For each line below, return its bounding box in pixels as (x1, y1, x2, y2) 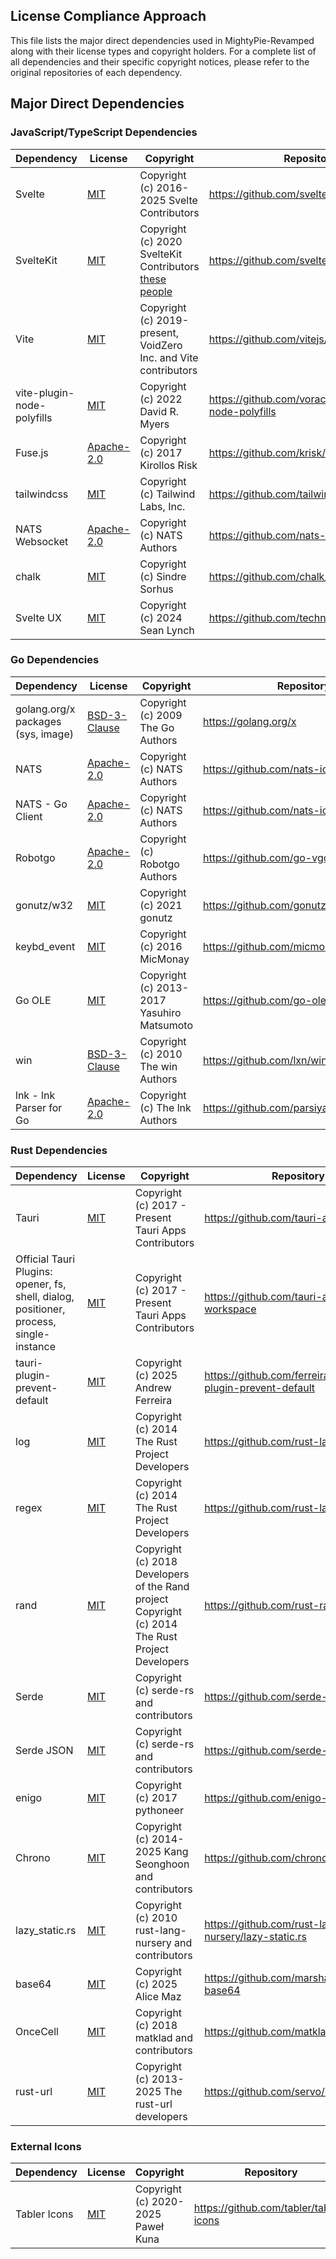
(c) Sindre (139, 569, 187, 583)
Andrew (134, 1381, 172, 1395)
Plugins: (15, 1265, 53, 1279)
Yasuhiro (139, 1005, 182, 1019)
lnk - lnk (15, 1088, 56, 1102)
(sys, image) (15, 727, 74, 741)
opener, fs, (15, 1277, 67, 1291)
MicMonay (139, 952, 190, 966)
